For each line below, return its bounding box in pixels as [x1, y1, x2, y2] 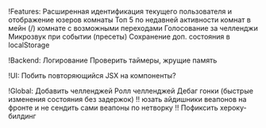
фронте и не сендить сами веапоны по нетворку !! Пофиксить [8, 103, 218, 112]
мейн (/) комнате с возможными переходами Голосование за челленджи [8, 24, 258, 32]
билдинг [8, 111, 37, 121]
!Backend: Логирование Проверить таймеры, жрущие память [8, 55, 218, 65]
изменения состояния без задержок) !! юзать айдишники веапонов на [8, 95, 247, 104]
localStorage [8, 40, 50, 50]
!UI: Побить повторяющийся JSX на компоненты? [8, 71, 176, 80]
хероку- [219, 103, 248, 112]
